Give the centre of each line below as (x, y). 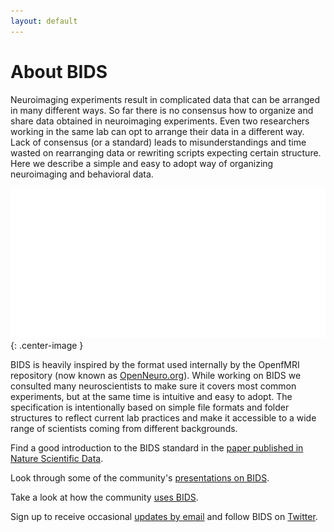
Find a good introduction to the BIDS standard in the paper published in (157, 447)
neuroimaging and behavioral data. (82, 174)
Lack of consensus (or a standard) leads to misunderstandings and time (158, 142)
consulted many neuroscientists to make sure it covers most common (153, 386)
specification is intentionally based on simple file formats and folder (150, 407)
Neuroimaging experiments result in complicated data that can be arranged (165, 99)
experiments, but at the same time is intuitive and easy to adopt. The (151, 396)
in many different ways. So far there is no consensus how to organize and (162, 110)
